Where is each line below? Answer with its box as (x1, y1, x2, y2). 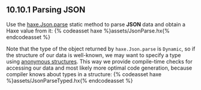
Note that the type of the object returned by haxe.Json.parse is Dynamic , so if (6, 45, 196, 52)
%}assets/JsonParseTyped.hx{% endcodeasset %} (6, 77, 133, 84)
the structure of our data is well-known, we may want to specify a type (6, 51, 181, 59)
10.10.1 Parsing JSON (6, 5, 86, 15)
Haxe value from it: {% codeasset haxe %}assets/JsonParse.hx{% (6, 27, 170, 34)
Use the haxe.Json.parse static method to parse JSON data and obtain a (6, 20, 186, 28)
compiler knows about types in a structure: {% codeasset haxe (6, 70, 162, 77)
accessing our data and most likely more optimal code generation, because (6, 64, 193, 71)
